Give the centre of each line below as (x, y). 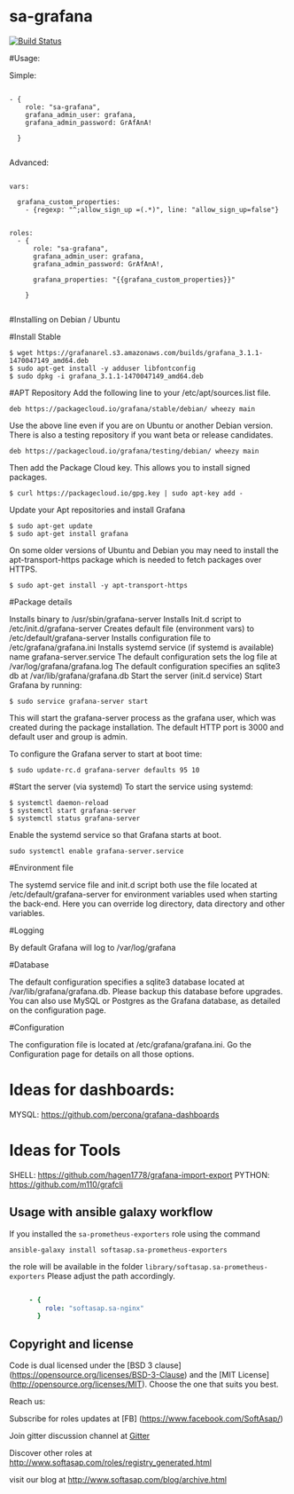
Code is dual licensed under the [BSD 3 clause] (95, 1365)
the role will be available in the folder (76, 1266)
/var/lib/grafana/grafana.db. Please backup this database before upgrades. (146, 991)
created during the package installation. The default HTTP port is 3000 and (147, 727)
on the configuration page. (58, 1010)
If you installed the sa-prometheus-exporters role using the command (135, 1233)
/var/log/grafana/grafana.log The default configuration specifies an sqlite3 (145, 666)
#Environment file (41, 867)
